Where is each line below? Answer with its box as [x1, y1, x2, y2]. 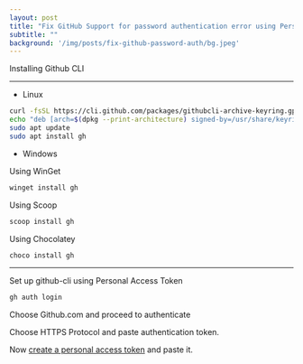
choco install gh [9, 250, 75, 260]
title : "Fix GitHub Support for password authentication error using [9, 22, 277, 31]
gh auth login [9, 293, 63, 303]
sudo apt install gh [9, 132, 87, 141]
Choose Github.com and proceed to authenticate [9, 309, 191, 321]
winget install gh [9, 182, 78, 192]
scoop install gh [9, 217, 75, 226]
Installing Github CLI [9, 63, 85, 74]
